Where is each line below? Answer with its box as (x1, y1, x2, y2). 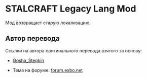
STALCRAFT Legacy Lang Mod (5, 3, 136, 15)
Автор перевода (5, 34, 60, 43)
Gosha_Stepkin (12, 57, 45, 63)
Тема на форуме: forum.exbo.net (12, 67, 83, 73)
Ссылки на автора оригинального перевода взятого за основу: (5, 47, 142, 53)
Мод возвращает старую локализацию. (5, 20, 91, 26)
